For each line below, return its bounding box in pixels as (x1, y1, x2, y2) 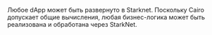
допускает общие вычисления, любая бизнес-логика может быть (7, 13, 206, 21)
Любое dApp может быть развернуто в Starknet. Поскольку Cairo (7, 6, 205, 14)
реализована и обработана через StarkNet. (7, 21, 137, 28)
